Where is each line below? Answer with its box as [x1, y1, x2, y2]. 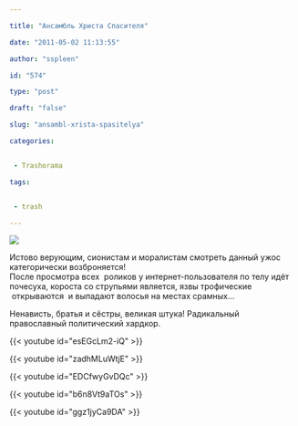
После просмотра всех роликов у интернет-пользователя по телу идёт [9, 271, 290, 283]
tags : [9, 177, 30, 187]
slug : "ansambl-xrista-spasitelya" [9, 120, 145, 130]
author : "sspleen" [9, 54, 79, 64]
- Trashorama [13, 161, 64, 170]
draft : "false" [9, 104, 67, 113]
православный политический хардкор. [9, 318, 161, 329]
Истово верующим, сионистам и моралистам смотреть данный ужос [9, 252, 281, 263]
